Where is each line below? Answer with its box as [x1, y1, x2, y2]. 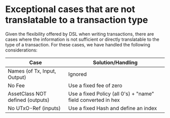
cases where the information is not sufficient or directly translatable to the [5, 36, 159, 42]
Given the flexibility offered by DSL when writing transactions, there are [5, 31, 154, 37]
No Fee [8, 82, 25, 89]
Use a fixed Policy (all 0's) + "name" [68, 90, 154, 97]
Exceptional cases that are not [5, 4, 136, 15]
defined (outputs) [8, 96, 50, 103]
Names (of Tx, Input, [8, 67, 57, 74]
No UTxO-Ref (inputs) [8, 104, 61, 111]
